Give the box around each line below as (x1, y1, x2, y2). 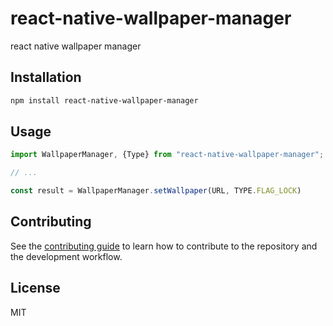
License (10, 280, 61, 297)
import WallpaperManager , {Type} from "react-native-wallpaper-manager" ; (10, 150, 325, 160)
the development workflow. (10, 250, 123, 262)
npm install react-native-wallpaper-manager (10, 95, 199, 106)
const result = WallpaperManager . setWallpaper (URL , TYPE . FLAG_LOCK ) (10, 186, 302, 196)
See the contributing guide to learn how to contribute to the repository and (10, 240, 318, 252)
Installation (10, 69, 82, 86)
